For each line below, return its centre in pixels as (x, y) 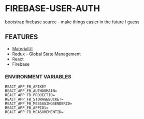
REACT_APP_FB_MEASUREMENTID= (34, 112)
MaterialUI (22, 48)
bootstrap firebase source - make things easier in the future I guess (72, 22)
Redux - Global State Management (46, 54)
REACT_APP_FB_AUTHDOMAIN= (31, 91)
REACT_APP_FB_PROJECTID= (30, 95)
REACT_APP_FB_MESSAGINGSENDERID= (39, 104)
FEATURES (22, 37)
